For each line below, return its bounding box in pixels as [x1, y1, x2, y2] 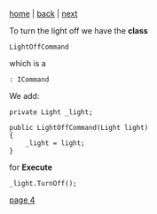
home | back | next [9, 9, 78, 19]
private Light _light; [9, 108, 93, 117]
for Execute [9, 162, 53, 172]
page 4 [9, 195, 35, 205]
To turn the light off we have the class [9, 26, 148, 35]
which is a [9, 58, 46, 68]
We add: [9, 91, 40, 101]
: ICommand [9, 75, 50, 84]
